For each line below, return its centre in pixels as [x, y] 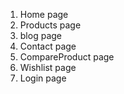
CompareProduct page [67, 57]
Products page [50, 25]
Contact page [48, 46]
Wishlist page [48, 67]
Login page [43, 78]
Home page [44, 14]
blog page [40, 35]
